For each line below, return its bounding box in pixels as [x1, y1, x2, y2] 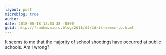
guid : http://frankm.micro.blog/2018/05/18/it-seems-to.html [5, 26, 134, 30]
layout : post [5, 7, 32, 12]
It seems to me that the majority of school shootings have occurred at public [5, 39, 161, 45]
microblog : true [5, 12, 39, 17]
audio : [5, 16, 19, 21]
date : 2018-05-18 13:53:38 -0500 [5, 21, 74, 26]
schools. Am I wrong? [5, 44, 50, 50]
